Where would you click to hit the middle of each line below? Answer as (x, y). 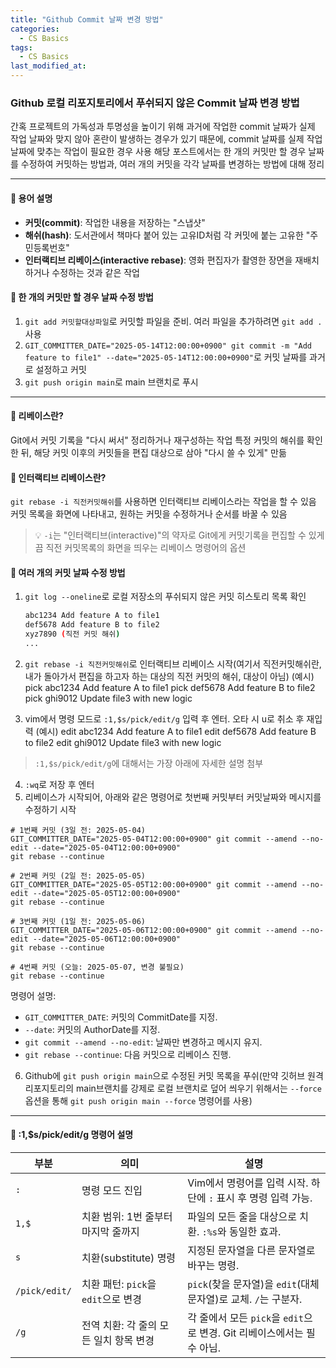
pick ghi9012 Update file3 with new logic (108, 698)
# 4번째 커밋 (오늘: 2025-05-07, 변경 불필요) (97, 967)
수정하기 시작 (50, 809)
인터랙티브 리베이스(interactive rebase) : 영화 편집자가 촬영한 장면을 (158, 260)
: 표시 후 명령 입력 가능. (260, 1198)
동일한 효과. (255, 1232)
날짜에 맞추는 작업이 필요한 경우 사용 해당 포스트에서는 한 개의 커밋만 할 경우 (158, 152)
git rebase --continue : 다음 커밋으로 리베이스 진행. (128, 1054)
